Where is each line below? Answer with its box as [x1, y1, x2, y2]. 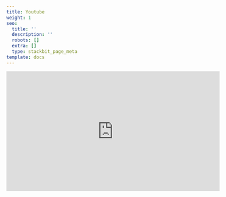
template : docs [6, 54, 45, 60]
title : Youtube [6, 9, 45, 15]
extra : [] [12, 43, 37, 49]
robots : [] [12, 37, 40, 43]
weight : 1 [6, 15, 32, 21]
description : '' [12, 32, 53, 38]
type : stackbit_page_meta [12, 49, 78, 55]
